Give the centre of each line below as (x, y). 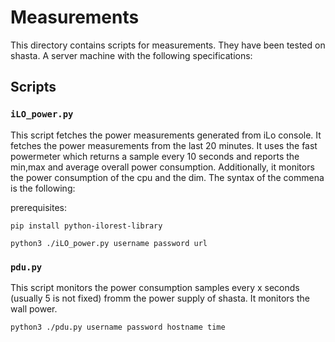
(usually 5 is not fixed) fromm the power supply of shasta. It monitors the (160, 298)
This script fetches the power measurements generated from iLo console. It (166, 135)
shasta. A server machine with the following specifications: (131, 55)
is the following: (43, 188)
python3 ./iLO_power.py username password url (109, 243)
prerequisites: (39, 207)
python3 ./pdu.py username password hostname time (118, 327)
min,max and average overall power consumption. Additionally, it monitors (162, 167)
